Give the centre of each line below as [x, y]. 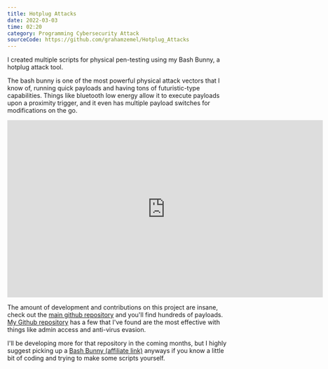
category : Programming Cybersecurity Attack [73, 33]
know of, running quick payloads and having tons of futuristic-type [104, 88]
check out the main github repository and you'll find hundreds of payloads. [115, 315]
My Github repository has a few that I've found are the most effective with [114, 322]
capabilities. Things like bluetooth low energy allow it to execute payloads [114, 96]
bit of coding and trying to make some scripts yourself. [86, 358]
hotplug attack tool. [35, 67]
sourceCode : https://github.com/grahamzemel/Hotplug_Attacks [98, 40]
